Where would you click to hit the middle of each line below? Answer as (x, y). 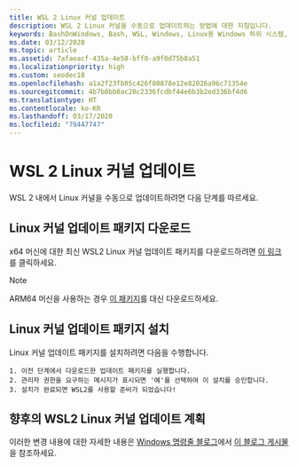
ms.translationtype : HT (53, 100)
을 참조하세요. (33, 453)
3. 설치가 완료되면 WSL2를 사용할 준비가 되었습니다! (93, 390)
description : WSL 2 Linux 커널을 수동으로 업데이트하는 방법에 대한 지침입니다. (141, 26)
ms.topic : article (43, 51)
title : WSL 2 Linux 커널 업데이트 (67, 17)
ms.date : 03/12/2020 (47, 42)
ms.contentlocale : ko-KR (55, 108)
